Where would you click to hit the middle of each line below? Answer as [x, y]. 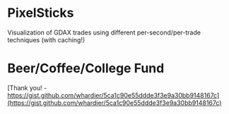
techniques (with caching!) [46, 39]
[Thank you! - [27, 88]
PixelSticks [41, 13]
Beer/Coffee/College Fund [86, 69]
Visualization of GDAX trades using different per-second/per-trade [104, 32]
